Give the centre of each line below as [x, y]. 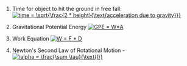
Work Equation [31, 38]
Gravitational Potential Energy [49, 27]
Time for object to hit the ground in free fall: [67, 9]
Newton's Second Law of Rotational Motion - [68, 50]
